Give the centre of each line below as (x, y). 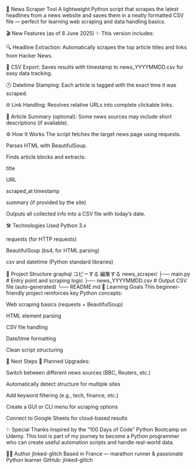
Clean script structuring (35, 350)
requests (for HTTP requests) (42, 239)
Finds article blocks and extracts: (46, 157)
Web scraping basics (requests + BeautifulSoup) (64, 304)
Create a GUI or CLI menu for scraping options (62, 407)
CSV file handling (27, 327)
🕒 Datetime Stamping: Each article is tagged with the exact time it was (91, 85)
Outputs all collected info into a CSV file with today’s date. (76, 214)
